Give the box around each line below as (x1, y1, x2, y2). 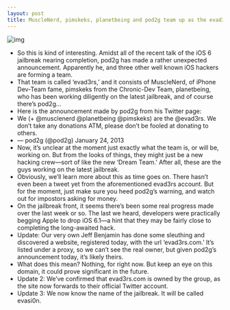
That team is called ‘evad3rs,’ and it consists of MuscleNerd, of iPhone (16, 77, 216, 86)
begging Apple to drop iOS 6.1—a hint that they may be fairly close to (16, 216, 212, 224)
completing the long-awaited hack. (16, 224, 116, 232)
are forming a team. (16, 70, 73, 79)
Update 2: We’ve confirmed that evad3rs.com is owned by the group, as (16, 274, 221, 283)
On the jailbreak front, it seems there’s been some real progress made (16, 202, 214, 210)
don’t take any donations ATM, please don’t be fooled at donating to (16, 121, 209, 130)
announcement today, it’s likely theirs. (16, 252, 124, 261)
